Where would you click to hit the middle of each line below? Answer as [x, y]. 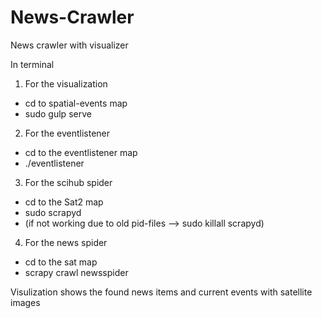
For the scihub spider [68, 182]
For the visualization [66, 83]
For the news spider [66, 242]
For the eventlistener [67, 133]
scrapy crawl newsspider [76, 272]
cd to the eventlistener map [81, 152]
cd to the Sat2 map [64, 202]
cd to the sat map [61, 262]
